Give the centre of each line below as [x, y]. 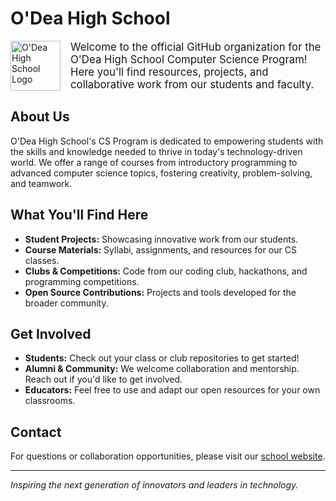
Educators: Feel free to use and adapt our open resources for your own [172, 390]
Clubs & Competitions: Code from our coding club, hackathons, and [166, 271]
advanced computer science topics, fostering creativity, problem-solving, [161, 173]
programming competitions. [82, 281]
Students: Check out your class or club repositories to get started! [162, 358]
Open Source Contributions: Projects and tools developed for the [160, 292]
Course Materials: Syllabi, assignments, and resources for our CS [160, 249]
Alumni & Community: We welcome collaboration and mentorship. [162, 369]
